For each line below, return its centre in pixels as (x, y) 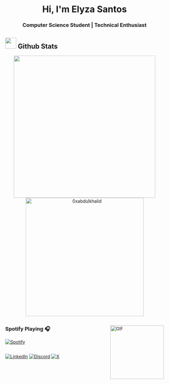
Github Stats (37, 46)
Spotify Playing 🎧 (28, 329)
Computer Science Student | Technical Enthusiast (84, 25)
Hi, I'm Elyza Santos (84, 9)
